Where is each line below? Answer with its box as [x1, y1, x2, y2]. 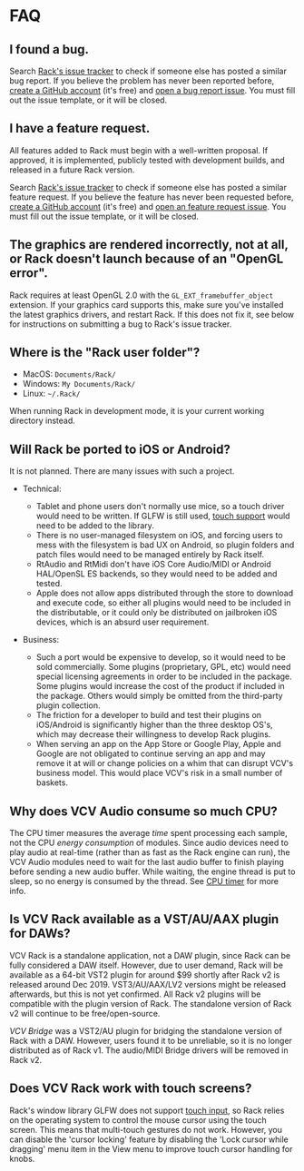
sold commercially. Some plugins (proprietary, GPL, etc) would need [35, 662, 291, 673]
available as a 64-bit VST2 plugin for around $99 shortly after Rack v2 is [9, 969, 280, 980]
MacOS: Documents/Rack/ [22, 369, 116, 379]
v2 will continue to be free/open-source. [9, 1008, 161, 1018]
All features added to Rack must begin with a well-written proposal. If [9, 144, 269, 155]
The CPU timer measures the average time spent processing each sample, [9, 828, 288, 839]
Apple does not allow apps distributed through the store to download [35, 587, 294, 599]
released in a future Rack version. [9, 164, 135, 175]
